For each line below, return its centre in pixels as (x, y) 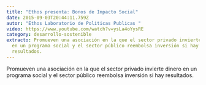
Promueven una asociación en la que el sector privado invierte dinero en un (102, 69)
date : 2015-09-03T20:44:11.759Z (48, 18)
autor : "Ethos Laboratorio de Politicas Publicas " (74, 23)
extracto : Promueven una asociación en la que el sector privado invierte (104, 40)
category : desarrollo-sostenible (49, 35)
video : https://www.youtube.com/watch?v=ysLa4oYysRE (75, 29)
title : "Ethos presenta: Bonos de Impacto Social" (72, 12)
